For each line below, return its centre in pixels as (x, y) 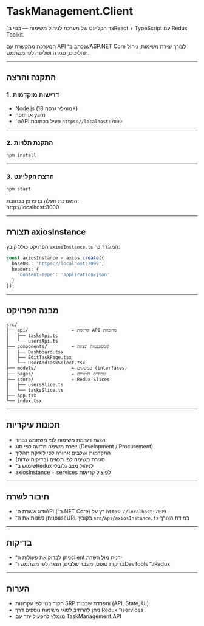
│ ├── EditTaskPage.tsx (39, 357)
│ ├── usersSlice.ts (35, 384)
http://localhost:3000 (33, 207)
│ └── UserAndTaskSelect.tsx (46, 363)
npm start (19, 189)
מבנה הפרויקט (32, 311)
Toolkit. (15, 34)
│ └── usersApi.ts (32, 341)
